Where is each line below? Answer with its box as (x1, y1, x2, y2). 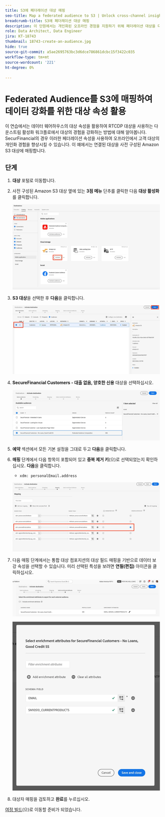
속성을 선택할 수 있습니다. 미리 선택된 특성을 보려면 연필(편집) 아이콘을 (17, 563, 152, 569)
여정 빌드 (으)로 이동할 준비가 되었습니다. (5, 806, 82, 812)
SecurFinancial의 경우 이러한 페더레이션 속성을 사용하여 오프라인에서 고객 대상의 (5, 135, 160, 141)
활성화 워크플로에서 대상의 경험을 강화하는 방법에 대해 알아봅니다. (22, 129, 147, 135)
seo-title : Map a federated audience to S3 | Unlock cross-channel (5, 13, 146, 18)
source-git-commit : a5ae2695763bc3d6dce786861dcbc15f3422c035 (5, 49, 135, 54)
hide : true (5, 44, 27, 49)
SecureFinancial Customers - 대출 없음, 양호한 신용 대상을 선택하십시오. (12, 379, 154, 386)
